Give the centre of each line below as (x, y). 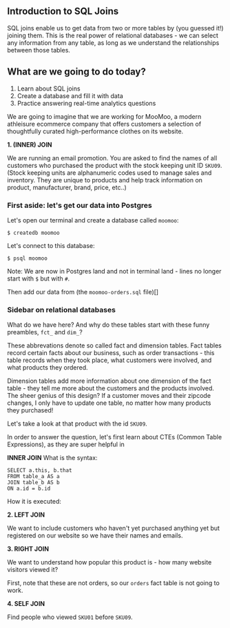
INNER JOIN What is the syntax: (52, 458)
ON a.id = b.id (29, 489)
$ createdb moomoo (33, 233)
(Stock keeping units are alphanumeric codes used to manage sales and (109, 173)
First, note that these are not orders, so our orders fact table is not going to (114, 583)
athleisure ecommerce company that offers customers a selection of (104, 124)
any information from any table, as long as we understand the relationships (113, 42)
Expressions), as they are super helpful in (66, 444)
